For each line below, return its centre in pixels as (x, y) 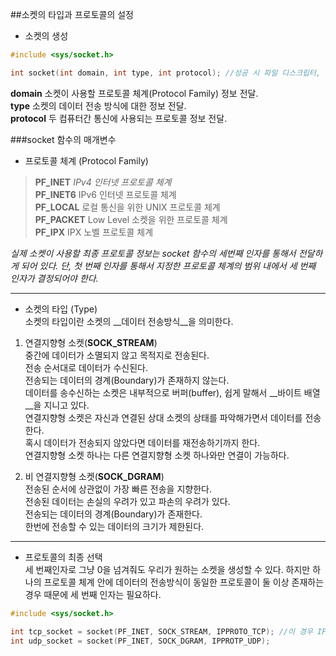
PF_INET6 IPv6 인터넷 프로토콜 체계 (105, 194)
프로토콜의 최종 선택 (63, 557)
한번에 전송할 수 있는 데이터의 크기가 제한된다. (114, 526)
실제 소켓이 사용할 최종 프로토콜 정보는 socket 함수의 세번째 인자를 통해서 (153, 253)
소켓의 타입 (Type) (61, 309)
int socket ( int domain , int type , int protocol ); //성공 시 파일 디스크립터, (166, 73)
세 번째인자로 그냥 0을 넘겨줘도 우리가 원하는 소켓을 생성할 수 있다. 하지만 (167, 569)
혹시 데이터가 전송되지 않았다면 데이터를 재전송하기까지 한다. (142, 442)
